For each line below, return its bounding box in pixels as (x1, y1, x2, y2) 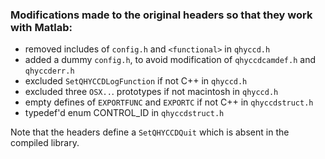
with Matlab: (10, 20, 73, 34)
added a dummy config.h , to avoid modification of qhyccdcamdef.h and (24, 54, 317, 66)
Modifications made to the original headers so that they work (10, 8, 313, 22)
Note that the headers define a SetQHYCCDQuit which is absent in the (10, 126, 290, 138)
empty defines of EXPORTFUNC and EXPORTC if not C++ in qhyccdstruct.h (24, 96, 314, 108)
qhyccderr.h (24, 66, 75, 77)
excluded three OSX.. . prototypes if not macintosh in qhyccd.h (24, 86, 279, 98)
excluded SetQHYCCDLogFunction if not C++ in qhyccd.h (24, 75, 248, 87)
